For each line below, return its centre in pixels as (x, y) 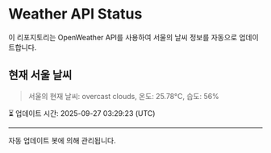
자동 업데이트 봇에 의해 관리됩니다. (62, 140)
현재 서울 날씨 (40, 75)
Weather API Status (75, 14)
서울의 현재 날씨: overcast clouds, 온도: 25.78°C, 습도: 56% (123, 96)
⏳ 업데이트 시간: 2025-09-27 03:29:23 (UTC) (82, 113)
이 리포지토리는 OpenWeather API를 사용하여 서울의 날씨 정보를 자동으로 (123, 37)
